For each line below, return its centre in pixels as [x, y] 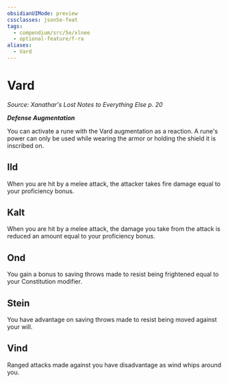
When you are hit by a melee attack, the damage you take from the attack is [114, 229]
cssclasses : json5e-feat [42, 20]
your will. [20, 327]
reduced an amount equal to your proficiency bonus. [81, 236]
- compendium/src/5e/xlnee [52, 33]
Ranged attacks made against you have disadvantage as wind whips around [114, 365]
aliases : [20, 45]
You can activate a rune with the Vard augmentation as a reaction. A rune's [113, 131]
